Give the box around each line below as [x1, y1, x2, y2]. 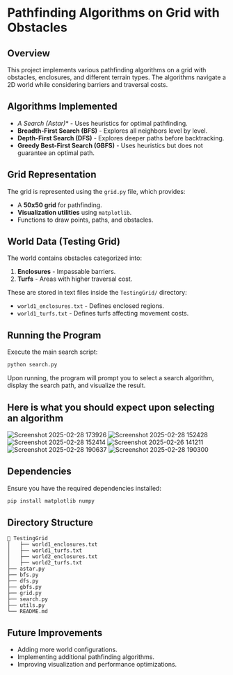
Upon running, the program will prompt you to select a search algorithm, [7, 374, 214, 382]
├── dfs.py [7, 578, 39, 585]
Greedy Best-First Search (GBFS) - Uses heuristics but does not [17, 141, 203, 149]
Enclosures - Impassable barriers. [17, 268, 116, 276]
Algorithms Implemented [7, 101, 118, 113]
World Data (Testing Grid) [7, 236, 120, 247]
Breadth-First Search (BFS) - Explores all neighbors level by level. [17, 127, 208, 135]
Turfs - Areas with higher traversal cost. [17, 275, 133, 283]
